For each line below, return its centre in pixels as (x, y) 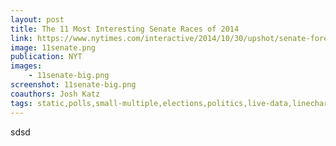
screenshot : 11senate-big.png (73, 85)
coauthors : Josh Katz (55, 94)
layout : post (37, 19)
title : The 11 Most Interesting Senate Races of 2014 (125, 29)
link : (21, 38)
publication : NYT (46, 57)
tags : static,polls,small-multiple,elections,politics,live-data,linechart (171, 103)
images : (26, 66)
